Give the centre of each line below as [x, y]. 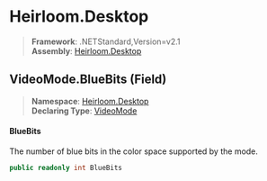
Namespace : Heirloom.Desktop [90, 101]
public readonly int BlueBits [66, 167]
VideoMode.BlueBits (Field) [88, 80]
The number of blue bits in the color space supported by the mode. [134, 151]
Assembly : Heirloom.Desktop [86, 50]
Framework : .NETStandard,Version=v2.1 [106, 41]
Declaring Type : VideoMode [84, 111]
